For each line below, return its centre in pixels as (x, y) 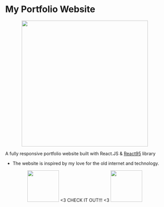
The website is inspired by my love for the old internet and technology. (86, 163)
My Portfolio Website (50, 9)
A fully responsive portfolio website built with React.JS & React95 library (80, 153)
